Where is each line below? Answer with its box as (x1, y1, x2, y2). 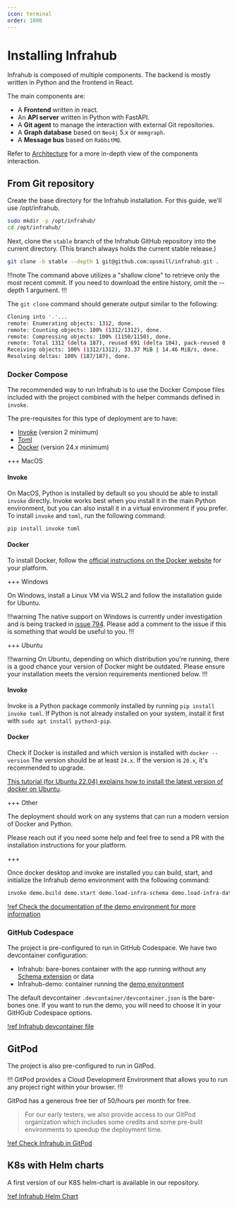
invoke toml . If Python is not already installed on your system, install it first (7, 709, 224, 717)
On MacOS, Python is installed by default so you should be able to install (7, 489, 219, 497)
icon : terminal (7, 10, 52, 18)
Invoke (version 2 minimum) (17, 428, 99, 437)
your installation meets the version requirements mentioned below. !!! (7, 669, 208, 678)
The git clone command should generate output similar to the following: (7, 299, 219, 308)
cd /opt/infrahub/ (7, 224, 61, 231)
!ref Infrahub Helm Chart (7, 1191, 79, 1200)
